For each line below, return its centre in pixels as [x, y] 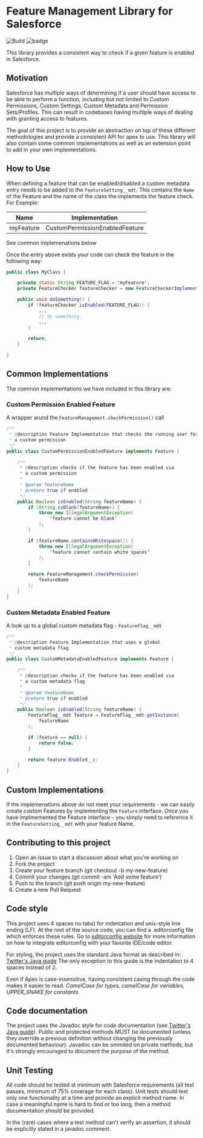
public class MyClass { [36, 272]
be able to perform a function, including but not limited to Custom [88, 99]
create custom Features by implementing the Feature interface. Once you [98, 811]
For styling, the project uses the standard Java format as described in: [94, 954]
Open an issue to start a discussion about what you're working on [97, 857]
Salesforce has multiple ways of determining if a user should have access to [101, 93]
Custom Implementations [55, 790]
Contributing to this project [58, 843]
